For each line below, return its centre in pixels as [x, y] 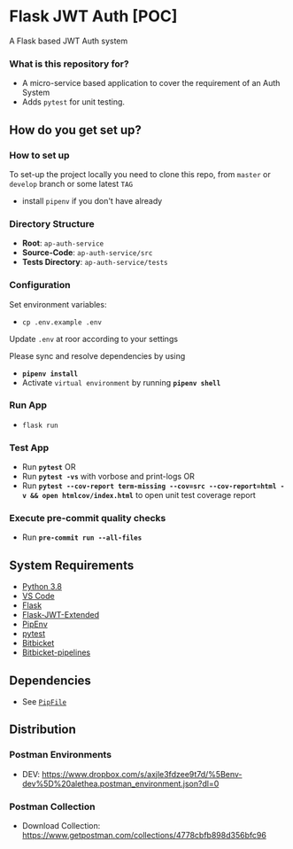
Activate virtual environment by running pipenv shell [121, 382]
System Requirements [72, 565]
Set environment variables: [58, 304]
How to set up [39, 155]
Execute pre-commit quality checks [88, 518]
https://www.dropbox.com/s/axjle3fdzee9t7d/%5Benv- [142, 774]
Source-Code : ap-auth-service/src [87, 253]
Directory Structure [52, 223]
